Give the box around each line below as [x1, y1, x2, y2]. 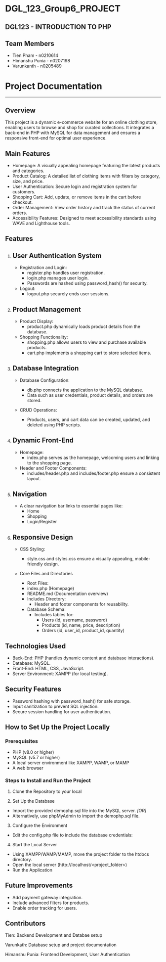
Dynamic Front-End [12, 436, 74, 445]
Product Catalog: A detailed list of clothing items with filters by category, [12, 173, 160, 179]
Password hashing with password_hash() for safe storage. [12, 698, 131, 704]
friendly [27, 561, 43, 567]
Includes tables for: [34, 612, 74, 618]
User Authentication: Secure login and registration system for [12, 183, 137, 189]
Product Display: [19, 318, 53, 324]
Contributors [5, 919, 46, 928]
